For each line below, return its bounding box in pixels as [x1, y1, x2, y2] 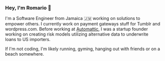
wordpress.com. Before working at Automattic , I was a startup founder [5, 26, 148, 32]
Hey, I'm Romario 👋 [5, 4, 52, 11]
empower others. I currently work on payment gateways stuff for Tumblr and [5, 21, 161, 27]
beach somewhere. [5, 51, 44, 57]
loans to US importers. [5, 37, 51, 42]
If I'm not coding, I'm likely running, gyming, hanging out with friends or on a [5, 46, 160, 52]
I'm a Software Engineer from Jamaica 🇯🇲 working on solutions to [5, 16, 140, 21]
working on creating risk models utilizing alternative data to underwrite [5, 31, 149, 37]
